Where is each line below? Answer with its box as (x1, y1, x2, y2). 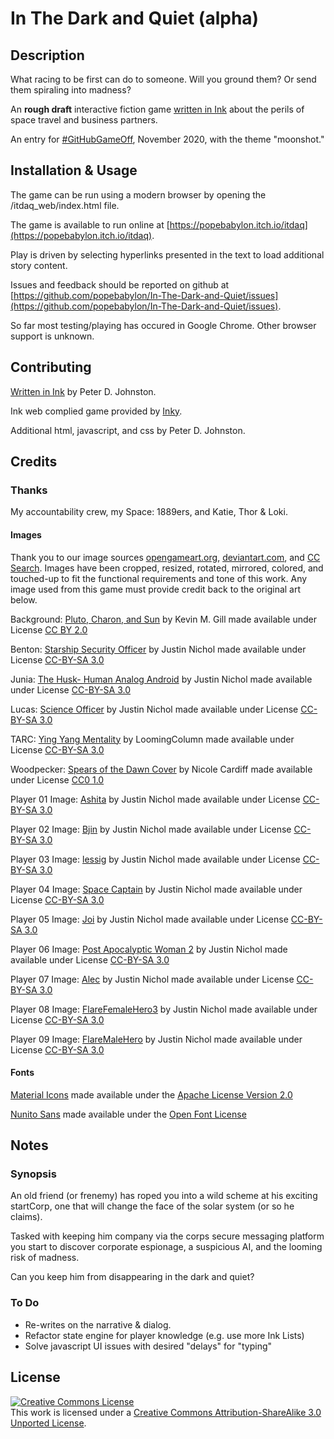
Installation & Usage (10, 162, 138, 179)
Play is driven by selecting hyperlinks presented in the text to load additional (10, 248, 325, 261)
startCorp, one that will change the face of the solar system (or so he (10, 1200, 295, 1212)
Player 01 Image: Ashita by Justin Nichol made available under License (10, 793, 301, 805)
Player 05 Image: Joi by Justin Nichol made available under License (10, 913, 289, 925)
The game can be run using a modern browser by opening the (10, 188, 267, 201)
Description (10, 47, 85, 64)
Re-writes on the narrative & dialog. (24, 1318, 172, 1331)
